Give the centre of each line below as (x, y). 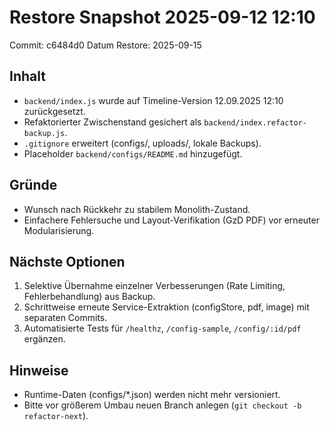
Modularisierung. (59, 230)
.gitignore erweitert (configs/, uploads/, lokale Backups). (142, 143)
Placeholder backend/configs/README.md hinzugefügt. (133, 153)
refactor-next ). (56, 416)
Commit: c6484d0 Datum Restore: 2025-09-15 (105, 45)
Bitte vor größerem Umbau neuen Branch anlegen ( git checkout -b (162, 405)
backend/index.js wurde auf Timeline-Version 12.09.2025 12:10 (153, 100)
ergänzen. (44, 339)
